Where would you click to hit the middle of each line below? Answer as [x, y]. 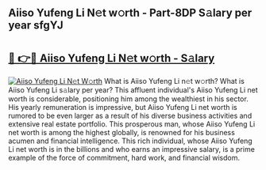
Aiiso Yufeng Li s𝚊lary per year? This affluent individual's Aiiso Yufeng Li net [133, 90]
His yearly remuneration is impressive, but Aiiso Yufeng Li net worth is [123, 107]
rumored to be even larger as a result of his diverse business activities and [130, 115]
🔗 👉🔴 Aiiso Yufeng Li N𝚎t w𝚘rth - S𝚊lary [112, 58]
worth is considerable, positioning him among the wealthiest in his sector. [128, 99]
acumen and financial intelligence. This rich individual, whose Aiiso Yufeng [130, 141]
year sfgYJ [36, 26]
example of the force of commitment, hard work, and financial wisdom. [124, 158]
